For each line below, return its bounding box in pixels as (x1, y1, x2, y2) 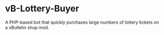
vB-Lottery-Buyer (5, 3, 80, 14)
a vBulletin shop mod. (5, 24, 49, 30)
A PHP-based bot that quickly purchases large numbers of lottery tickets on (5, 19, 159, 25)
